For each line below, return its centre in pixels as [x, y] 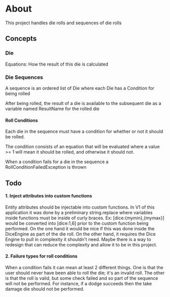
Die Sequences [24, 77]
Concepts [21, 39]
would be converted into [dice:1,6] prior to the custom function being [77, 223]
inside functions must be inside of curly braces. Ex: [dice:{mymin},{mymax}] [85, 218]
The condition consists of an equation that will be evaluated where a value [83, 146]
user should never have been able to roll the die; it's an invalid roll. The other [85, 273]
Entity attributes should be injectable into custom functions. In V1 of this [80, 207]
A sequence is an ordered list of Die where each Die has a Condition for [80, 88]
